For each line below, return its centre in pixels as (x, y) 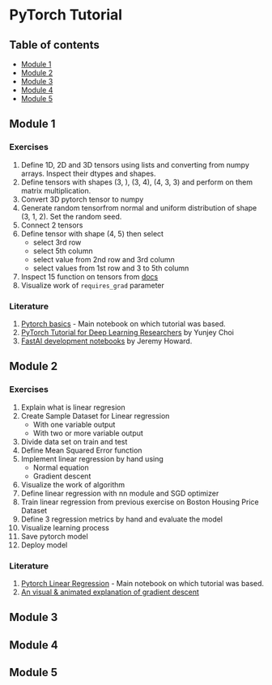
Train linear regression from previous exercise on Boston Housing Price (140, 502)
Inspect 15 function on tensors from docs (89, 276)
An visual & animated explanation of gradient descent (110, 592)
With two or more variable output (88, 433)
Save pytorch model (54, 536)
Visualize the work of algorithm (73, 484)
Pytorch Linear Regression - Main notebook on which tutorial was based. (142, 583)
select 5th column (63, 251)
